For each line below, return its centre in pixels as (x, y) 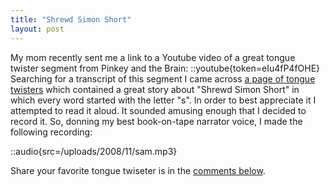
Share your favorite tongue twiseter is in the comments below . (138, 170)
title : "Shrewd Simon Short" (71, 19)
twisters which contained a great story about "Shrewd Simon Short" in (155, 89)
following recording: (51, 132)
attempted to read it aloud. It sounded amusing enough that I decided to (158, 110)
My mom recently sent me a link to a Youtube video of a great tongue (153, 57)
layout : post (37, 29)
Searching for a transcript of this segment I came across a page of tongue (163, 78)
